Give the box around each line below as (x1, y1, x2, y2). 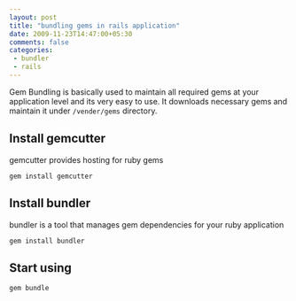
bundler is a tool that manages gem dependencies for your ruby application (9, 219, 284, 230)
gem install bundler (9, 236, 86, 245)
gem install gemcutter (9, 172, 93, 181)
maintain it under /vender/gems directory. (9, 105, 158, 116)
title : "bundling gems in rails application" (9, 21, 180, 30)
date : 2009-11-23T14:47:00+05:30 (9, 29, 133, 38)
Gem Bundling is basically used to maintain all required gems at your (9, 86, 260, 97)
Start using (9, 260, 73, 275)
